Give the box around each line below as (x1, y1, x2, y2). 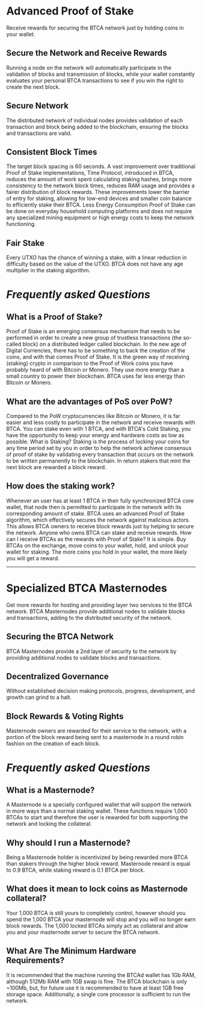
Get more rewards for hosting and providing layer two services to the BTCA (6, 601, 192, 608)
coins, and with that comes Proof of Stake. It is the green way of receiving (6, 354, 190, 361)
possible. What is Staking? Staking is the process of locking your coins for (6, 438, 190, 445)
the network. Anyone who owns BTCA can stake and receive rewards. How (6, 529, 192, 536)
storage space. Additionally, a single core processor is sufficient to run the (6, 990, 191, 998)
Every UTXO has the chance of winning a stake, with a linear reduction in (6, 254, 188, 261)
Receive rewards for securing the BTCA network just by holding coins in (6, 24, 185, 31)
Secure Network (6, 101, 69, 111)
